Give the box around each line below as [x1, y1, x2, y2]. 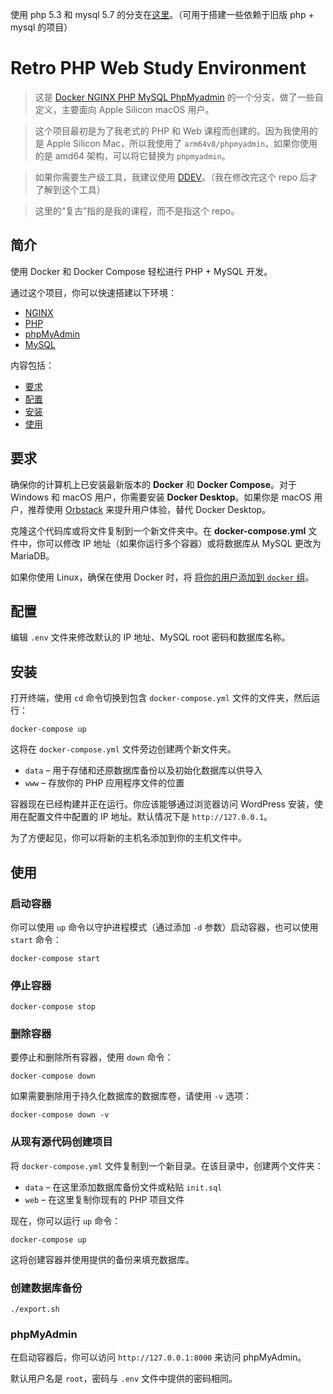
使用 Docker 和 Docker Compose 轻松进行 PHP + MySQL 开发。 [10, 265, 273, 277]
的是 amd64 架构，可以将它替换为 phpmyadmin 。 [34, 149, 231, 162]
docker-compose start [10, 953, 101, 963]
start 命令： [10, 933, 62, 945]
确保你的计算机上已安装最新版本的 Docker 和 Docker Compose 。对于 [10, 478, 298, 490]
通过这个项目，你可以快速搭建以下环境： [10, 286, 177, 298]
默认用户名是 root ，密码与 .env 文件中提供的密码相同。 [10, 1373, 238, 1385]
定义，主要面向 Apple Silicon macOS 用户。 [34, 103, 215, 115]
